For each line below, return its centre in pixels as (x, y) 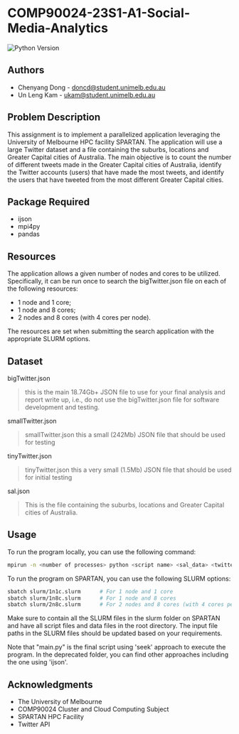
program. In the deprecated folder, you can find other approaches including (118, 654)
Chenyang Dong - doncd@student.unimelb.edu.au (91, 87)
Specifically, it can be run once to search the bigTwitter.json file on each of (117, 281)
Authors (26, 70)
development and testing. (62, 407)
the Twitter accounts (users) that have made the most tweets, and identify (116, 172)
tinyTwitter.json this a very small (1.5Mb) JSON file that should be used (128, 470)
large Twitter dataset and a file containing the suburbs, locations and (108, 149)
